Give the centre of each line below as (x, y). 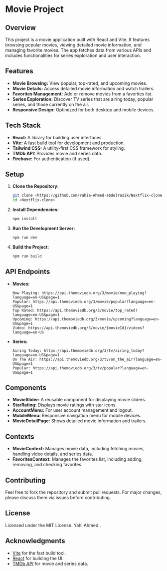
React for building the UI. (38, 558)
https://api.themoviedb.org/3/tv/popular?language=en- (91, 368)
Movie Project (34, 9)
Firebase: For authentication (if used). (51, 159)
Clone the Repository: (35, 186)
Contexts (20, 436)
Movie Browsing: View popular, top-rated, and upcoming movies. (80, 83)
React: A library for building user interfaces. (58, 137)
